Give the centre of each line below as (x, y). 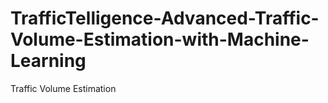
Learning (48, 61)
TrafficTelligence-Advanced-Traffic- (165, 18)
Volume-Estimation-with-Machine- (160, 39)
